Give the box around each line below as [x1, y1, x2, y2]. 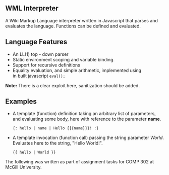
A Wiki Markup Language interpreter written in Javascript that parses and [5, 17, 158, 23]
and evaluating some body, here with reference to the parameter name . [12, 116, 161, 122]
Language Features [5, 38, 68, 46]
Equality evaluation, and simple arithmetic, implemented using [12, 67, 142, 73]
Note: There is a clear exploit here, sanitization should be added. [5, 82, 140, 88]
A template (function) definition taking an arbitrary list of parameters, [12, 111, 156, 117]
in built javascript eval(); [12, 73, 66, 79]
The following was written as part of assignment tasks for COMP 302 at [5, 159, 154, 165]
